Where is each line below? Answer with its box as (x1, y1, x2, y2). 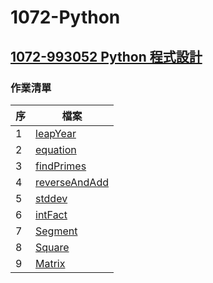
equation (35, 142, 77, 156)
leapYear (35, 126, 77, 140)
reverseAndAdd (35, 175, 109, 189)
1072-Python (10, 6, 121, 29)
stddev (35, 191, 68, 205)
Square (35, 240, 70, 254)
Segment (35, 224, 78, 238)
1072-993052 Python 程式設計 (10, 48, 203, 65)
